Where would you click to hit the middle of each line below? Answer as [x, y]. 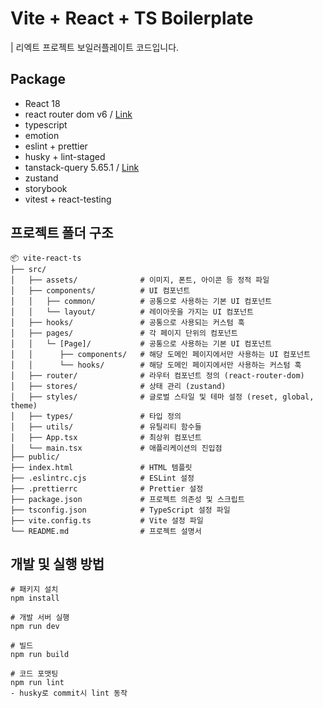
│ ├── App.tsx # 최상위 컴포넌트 [106, 437]
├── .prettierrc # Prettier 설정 [107, 488]
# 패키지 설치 [34, 590]
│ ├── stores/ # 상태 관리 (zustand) [118, 386]
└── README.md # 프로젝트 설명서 [106, 531]
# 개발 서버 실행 [40, 618]
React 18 [42, 103]
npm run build [40, 655]
